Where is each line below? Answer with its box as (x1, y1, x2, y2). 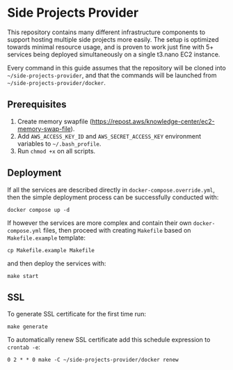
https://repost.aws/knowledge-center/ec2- (91, 117, 215, 125)
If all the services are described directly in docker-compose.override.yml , (7, 185, 216, 194)
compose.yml (7, 227, 42, 234)
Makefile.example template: (7, 233, 86, 242)
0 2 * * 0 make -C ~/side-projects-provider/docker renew (7, 357, 179, 364)
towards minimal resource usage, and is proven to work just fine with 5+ (7, 43, 214, 51)
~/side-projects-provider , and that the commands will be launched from (7, 71, 217, 79)
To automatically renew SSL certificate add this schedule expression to (7, 336, 211, 344)
